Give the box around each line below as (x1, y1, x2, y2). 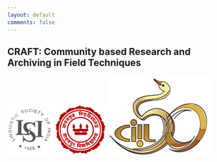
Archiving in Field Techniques (7, 56, 141, 68)
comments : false (7, 18, 55, 26)
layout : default (7, 11, 55, 18)
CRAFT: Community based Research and (7, 46, 191, 58)
